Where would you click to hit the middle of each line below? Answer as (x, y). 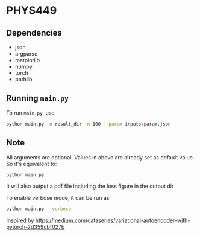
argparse (26, 54)
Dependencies (34, 33)
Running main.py (38, 98)
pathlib (23, 79)
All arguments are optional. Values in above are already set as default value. (100, 157)
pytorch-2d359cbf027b (36, 227)
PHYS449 (32, 11)
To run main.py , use (30, 113)
